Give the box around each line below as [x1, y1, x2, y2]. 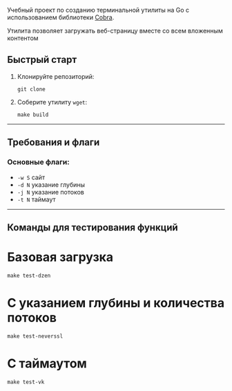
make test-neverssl [7, 332, 64, 340]
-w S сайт [17, 173, 46, 181]
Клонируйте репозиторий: [17, 72, 95, 80]
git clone [17, 86, 46, 93]
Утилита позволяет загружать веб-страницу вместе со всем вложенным [7, 27, 223, 35]
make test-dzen [7, 272, 51, 279]
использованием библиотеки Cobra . [7, 13, 115, 21]
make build [17, 111, 49, 118]
